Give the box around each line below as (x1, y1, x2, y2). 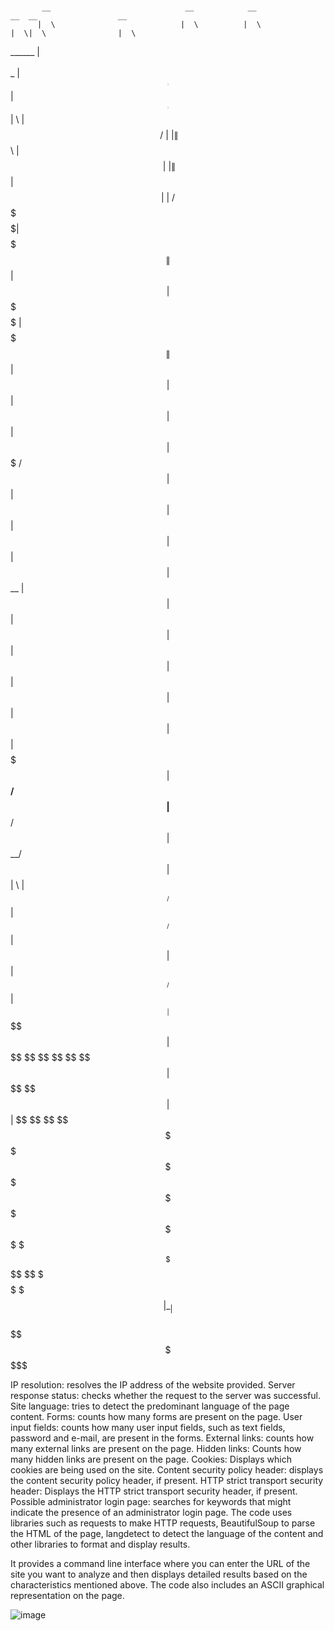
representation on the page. (10, 1589, 125, 1601)
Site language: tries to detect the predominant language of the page (10, 1400, 290, 1412)
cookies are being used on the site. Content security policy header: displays (10, 1463, 324, 1476)
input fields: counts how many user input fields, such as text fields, (10, 1421, 286, 1433)
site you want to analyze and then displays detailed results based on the (10, 1568, 308, 1580)
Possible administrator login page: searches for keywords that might (10, 1495, 292, 1507)
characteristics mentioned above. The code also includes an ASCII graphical (10, 1578, 325, 1591)
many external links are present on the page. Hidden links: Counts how (10, 1442, 302, 1454)
